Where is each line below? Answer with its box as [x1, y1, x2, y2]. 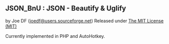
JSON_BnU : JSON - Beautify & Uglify [5, 4, 126, 13]
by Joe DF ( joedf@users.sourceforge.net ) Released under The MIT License [5, 17, 164, 24]
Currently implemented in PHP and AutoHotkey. [5, 33, 106, 39]
